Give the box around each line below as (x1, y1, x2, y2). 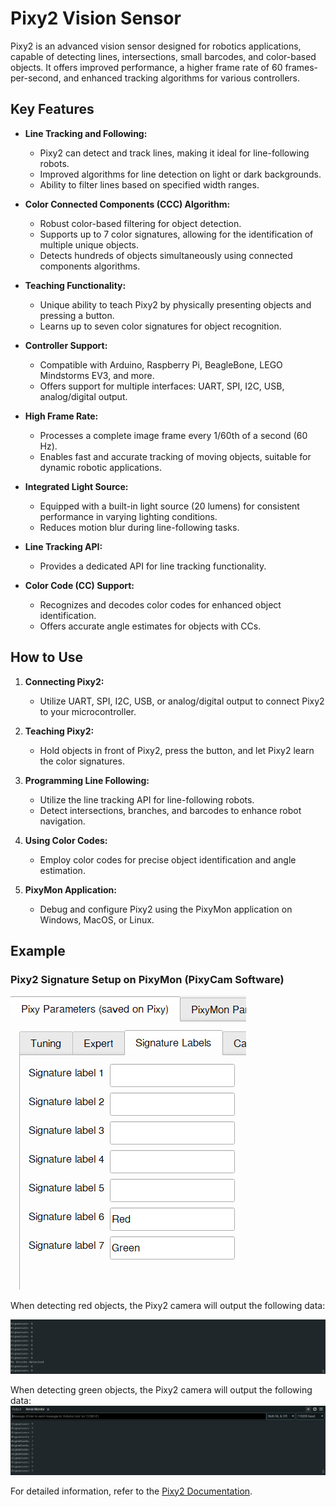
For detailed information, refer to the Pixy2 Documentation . (10, 1485, 253, 1497)
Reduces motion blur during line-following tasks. (39, 521, 240, 533)
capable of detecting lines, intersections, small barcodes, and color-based (10, 50, 317, 62)
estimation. (39, 864, 86, 876)
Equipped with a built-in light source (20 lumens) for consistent (39, 500, 300, 512)
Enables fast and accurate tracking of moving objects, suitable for (39, 450, 312, 462)
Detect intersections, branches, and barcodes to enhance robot (39, 804, 302, 816)
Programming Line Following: (24, 774, 150, 786)
